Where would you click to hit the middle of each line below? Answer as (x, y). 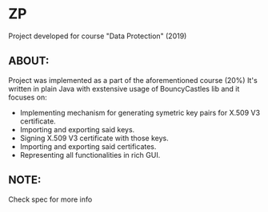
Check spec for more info (50, 199)
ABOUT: (29, 61)
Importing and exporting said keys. (77, 129)
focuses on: (28, 97)
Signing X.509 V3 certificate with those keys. (94, 138)
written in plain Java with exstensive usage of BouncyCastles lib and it (124, 88)
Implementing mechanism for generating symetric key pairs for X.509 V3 (140, 112)
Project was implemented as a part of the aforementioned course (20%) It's (133, 80)
